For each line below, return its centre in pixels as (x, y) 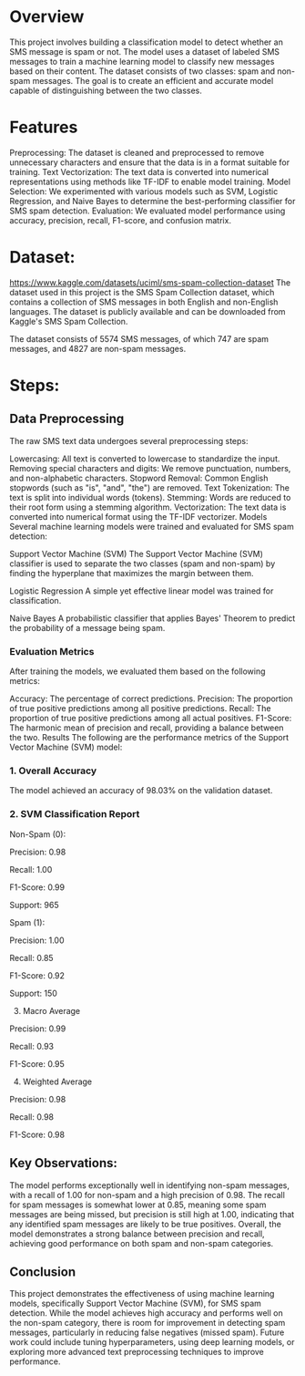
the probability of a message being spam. (87, 627)
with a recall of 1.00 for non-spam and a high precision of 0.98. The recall (147, 1195)
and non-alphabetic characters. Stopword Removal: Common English (139, 478)
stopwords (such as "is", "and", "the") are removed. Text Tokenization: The (149, 487)
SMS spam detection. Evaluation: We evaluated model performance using (147, 211)
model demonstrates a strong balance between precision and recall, (137, 1234)
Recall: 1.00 (31, 869)
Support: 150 (33, 993)
